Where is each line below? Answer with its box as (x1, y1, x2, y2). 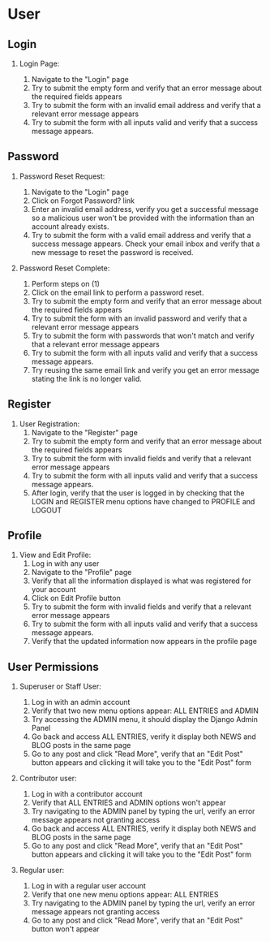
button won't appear (31, 924, 101, 934)
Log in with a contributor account (31, 789, 143, 799)
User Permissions (7, 659, 99, 674)
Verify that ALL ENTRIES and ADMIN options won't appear (31, 797, 226, 808)
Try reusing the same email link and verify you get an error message (31, 365, 260, 374)
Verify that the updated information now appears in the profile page (31, 637, 257, 646)
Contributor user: (19, 773, 78, 784)
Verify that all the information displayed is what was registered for (31, 576, 252, 586)
